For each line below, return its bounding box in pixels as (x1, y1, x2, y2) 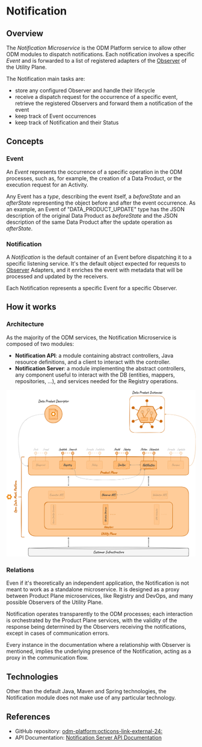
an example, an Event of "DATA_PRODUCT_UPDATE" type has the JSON (6, 205, 185, 212)
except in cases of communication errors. (6, 629, 109, 637)
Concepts (6, 136, 44, 147)
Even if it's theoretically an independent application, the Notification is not (6, 579, 189, 586)
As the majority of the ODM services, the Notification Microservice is (6, 334, 177, 341)
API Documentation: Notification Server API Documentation (14, 734, 162, 742)
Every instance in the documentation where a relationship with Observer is (6, 641, 191, 649)
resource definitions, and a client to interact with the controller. (14, 358, 171, 366)
